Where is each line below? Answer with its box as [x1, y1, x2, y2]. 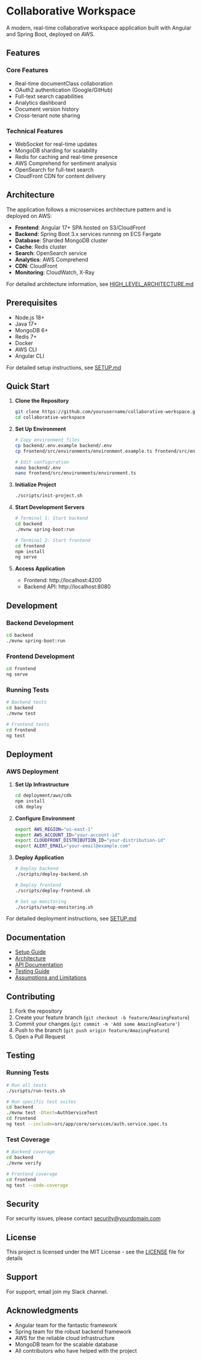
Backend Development [6, 618, 74, 627]
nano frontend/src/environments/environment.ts [14, 470, 136, 476]
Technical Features [6, 126, 64, 135]
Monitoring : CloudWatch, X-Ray [14, 269, 95, 276]
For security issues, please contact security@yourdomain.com [6, 1215, 161, 1222]
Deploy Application [14, 854, 64, 862]
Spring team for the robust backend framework [14, 1327, 132, 1335]
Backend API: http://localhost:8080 [23, 583, 111, 591]
